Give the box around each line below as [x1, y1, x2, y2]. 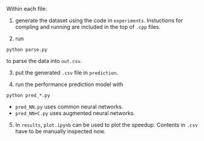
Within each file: [6, 5, 47, 12]
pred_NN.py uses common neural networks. [15, 103, 124, 110]
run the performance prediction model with [15, 81, 124, 88]
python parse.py [6, 47, 47, 53]
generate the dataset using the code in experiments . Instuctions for [15, 17, 183, 24]
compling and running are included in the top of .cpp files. [15, 24, 161, 30]
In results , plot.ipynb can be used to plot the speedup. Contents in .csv [15, 121, 198, 128]
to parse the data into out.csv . [6, 57, 82, 64]
